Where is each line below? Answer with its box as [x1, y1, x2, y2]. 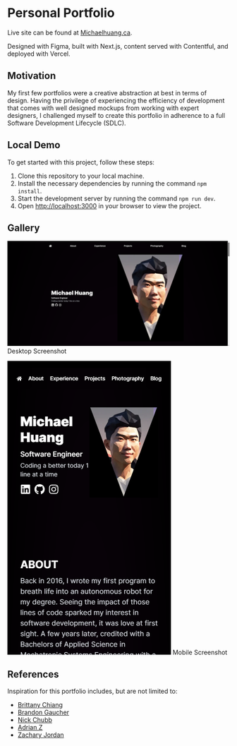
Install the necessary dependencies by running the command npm [17, 179, 207, 188]
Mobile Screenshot [172, 648, 228, 656]
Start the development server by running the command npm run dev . [17, 194, 216, 203]
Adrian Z [17, 723, 43, 732]
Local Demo [7, 139, 61, 151]
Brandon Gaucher [17, 708, 69, 717]
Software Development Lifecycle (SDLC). [7, 119, 126, 127]
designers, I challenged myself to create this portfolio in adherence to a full [7, 111, 226, 119]
